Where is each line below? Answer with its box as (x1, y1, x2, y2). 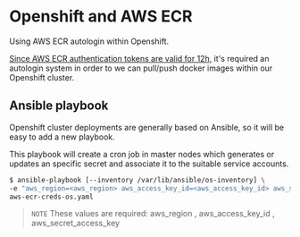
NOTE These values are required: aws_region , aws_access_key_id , (30, 208, 275, 219)
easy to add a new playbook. (9, 131, 116, 142)
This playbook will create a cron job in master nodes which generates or (9, 148, 275, 159)
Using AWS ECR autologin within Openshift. (9, 36, 170, 47)
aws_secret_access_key (30, 217, 121, 229)
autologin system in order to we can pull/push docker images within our (9, 63, 273, 73)
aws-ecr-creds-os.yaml (9, 192, 94, 201)
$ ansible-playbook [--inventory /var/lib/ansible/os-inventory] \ (9, 175, 266, 184)
